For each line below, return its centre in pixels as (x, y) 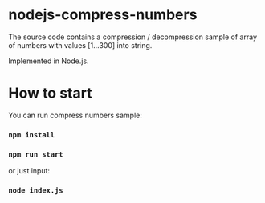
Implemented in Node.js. (49, 61)
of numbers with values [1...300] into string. (80, 45)
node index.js (36, 191)
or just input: (29, 171)
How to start (50, 93)
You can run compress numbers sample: (75, 115)
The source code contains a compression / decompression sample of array (132, 37)
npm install (32, 135)
